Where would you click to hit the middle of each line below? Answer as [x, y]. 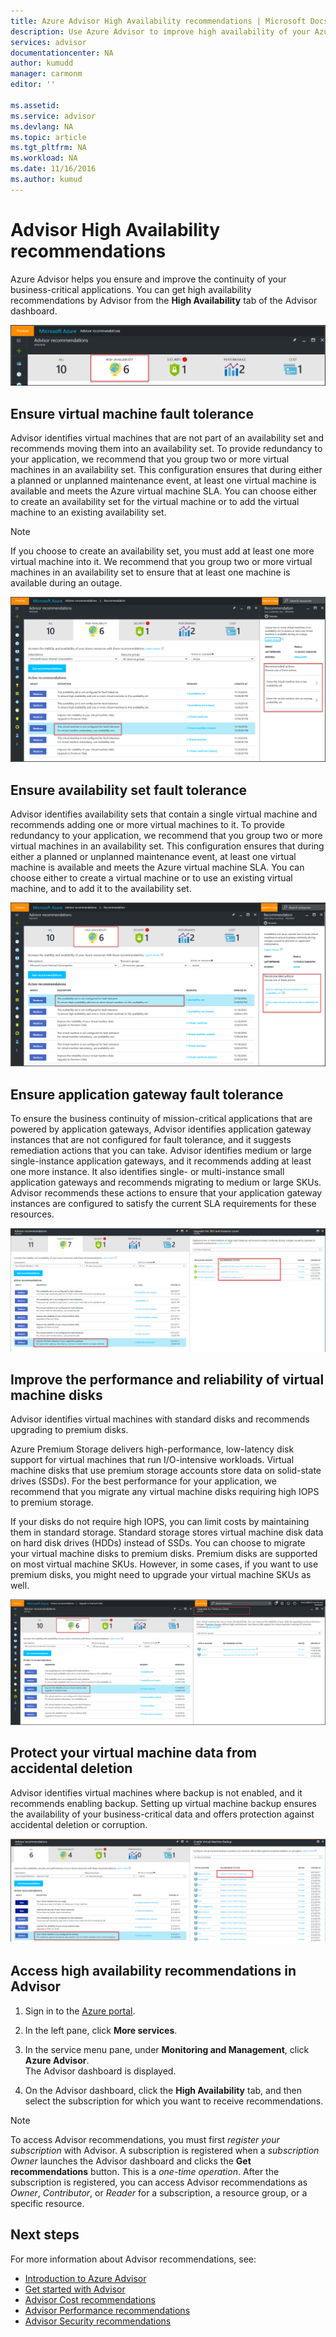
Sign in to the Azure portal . [80, 2011]
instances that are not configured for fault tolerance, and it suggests [151, 1140]
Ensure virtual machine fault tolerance [132, 413]
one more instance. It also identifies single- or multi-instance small [147, 1172]
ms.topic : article [48, 137]
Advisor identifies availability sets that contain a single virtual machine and [164, 814]
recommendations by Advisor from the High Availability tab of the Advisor [164, 300]
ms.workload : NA [44, 158]
